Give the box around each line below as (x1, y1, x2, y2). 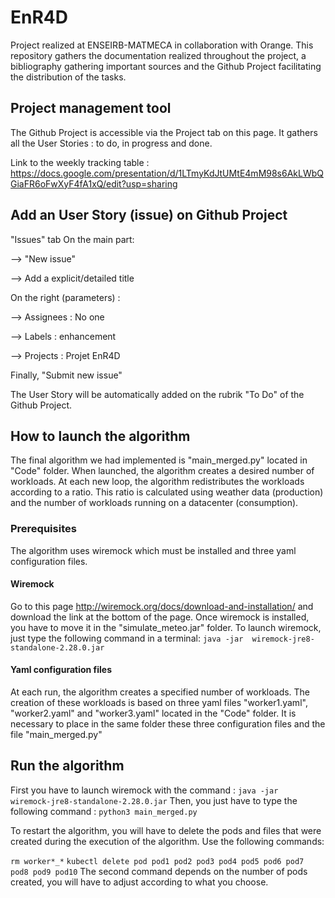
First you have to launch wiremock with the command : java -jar (10, 784, 279, 796)
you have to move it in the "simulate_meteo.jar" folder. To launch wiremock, (10, 621, 322, 633)
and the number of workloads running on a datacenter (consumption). (10, 497, 299, 509)
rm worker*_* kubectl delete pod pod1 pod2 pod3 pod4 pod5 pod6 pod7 (10, 856, 305, 866)
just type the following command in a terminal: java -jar (10, 632, 244, 644)
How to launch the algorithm (10, 427, 191, 445)
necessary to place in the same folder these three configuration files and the (10, 718, 326, 730)
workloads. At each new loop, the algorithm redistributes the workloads (10, 476, 305, 488)
